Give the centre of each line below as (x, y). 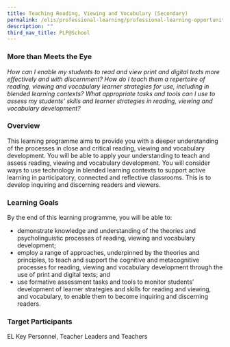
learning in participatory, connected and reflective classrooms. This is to (109, 177)
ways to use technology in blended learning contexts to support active (106, 170)
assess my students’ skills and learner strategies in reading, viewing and (110, 101)
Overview (24, 126)
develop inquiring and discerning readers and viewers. (84, 184)
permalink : (23, 20)
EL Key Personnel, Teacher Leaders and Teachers (77, 337)
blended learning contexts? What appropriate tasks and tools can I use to (111, 93)
